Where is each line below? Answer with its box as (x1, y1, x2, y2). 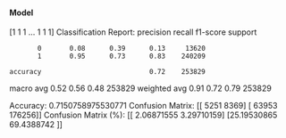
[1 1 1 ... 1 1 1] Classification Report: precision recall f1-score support (9, 27, 257, 37)
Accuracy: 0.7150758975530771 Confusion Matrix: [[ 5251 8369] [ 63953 (9, 101, 278, 111)
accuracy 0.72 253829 (9, 68, 206, 77)
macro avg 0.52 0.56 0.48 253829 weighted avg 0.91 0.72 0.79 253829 (9, 83, 273, 93)
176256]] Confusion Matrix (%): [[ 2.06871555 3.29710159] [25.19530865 (9, 110, 278, 120)
